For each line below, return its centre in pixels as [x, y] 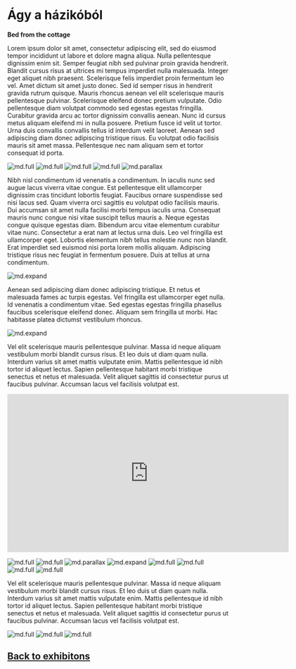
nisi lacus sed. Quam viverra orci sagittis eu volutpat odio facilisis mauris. [113, 202]
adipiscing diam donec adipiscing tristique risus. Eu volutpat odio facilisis [113, 138]
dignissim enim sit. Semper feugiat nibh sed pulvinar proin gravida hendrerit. [118, 63]
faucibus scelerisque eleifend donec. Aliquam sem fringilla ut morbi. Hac [112, 312]
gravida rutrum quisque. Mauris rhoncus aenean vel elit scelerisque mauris [116, 93]
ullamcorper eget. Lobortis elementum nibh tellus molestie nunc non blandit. [118, 240]
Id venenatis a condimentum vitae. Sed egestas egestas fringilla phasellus [115, 304]
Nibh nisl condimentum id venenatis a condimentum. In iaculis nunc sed [111, 180]
